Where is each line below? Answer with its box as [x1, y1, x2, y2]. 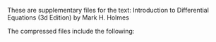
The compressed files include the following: [7, 27, 135, 35]
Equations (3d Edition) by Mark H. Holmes [7, 13, 129, 22]
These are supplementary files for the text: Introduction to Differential [7, 6, 210, 14]
